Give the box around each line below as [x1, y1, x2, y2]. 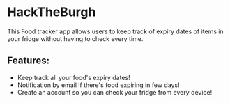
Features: [7, 55, 50, 67]
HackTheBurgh [7, 4, 96, 20]
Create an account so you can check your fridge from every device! [17, 88, 213, 96]
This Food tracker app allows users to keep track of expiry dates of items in [7, 27, 224, 35]
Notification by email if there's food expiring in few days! [17, 81, 180, 89]
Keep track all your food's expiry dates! [17, 73, 130, 81]
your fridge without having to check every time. [7, 34, 144, 42]
